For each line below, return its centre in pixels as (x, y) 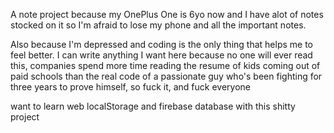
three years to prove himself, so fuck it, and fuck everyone (130, 87)
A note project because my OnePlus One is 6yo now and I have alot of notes (167, 14)
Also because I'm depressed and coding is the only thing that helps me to (161, 44)
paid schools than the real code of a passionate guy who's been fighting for (166, 76)
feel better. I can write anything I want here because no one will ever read (161, 55)
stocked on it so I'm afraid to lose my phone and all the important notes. (158, 25)
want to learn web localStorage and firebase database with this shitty (153, 106)
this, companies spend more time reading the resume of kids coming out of (165, 65)
